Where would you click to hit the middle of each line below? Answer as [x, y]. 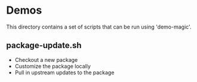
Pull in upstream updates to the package [64, 72]
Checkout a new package [46, 59]
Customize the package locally [53, 66]
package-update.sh [44, 45]
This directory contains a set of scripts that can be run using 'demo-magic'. [99, 27]
